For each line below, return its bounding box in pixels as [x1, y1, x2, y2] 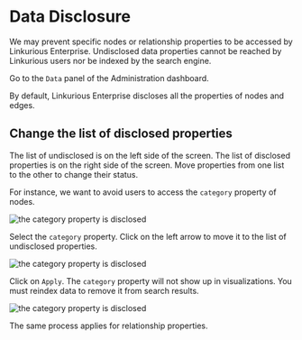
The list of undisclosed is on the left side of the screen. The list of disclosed [9, 150, 291, 161]
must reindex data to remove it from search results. [9, 285, 200, 296]
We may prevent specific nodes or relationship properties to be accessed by [9, 36, 293, 47]
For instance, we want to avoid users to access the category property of [9, 187, 277, 198]
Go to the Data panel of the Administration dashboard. [9, 72, 209, 83]
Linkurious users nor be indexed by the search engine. [9, 55, 212, 66]
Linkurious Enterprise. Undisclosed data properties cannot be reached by [9, 45, 282, 56]
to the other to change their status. [9, 169, 139, 179]
